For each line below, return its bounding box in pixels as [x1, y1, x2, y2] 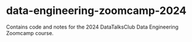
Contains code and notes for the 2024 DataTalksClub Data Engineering [6, 23, 179, 30]
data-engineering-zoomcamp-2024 [6, 4, 187, 17]
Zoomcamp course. [6, 29, 54, 36]
